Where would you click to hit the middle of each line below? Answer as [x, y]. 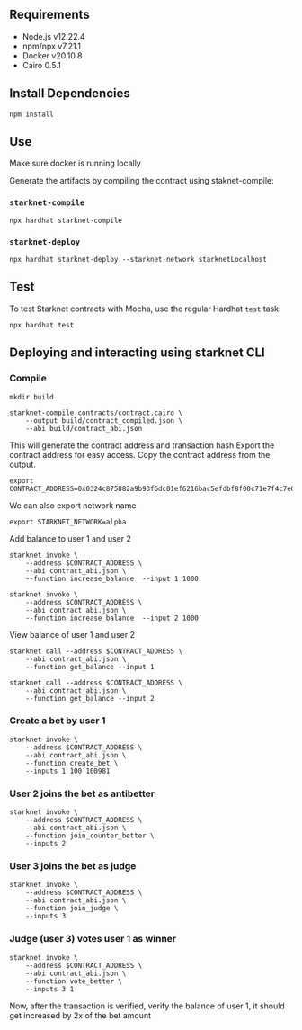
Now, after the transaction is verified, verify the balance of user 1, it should [147, 1006]
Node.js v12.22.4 [53, 36]
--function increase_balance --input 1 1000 [112, 578]
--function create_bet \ [72, 763]
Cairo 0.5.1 [41, 65]
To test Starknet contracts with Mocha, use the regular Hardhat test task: [145, 309]
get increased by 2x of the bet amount [80, 1015]
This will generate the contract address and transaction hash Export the [142, 445]
